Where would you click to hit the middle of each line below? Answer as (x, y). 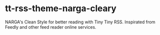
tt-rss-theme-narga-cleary (61, 9)
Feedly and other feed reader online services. (51, 27)
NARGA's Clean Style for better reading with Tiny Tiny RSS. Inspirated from (80, 22)
